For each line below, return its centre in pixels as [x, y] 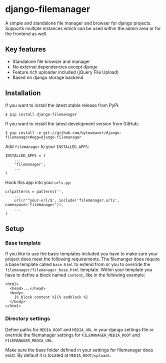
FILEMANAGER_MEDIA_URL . [29, 340]
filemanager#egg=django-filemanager [43, 137]
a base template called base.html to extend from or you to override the [78, 264]
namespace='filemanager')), [34, 204]
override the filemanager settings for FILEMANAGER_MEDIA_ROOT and [72, 335]
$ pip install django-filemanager [41, 114]
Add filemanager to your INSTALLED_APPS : [47, 146]
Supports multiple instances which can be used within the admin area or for [83, 28]
